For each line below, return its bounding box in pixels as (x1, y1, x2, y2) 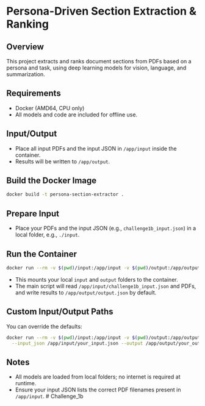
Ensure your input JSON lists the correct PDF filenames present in (15, 386, 181, 394)
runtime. (15, 380, 37, 387)
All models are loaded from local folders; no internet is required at (15, 373, 181, 380)
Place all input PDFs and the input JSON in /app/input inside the (15, 144, 177, 152)
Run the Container (6, 249, 77, 259)
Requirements (6, 88, 61, 99)
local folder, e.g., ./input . (15, 231, 80, 238)
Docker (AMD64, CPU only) (15, 104, 85, 112)
